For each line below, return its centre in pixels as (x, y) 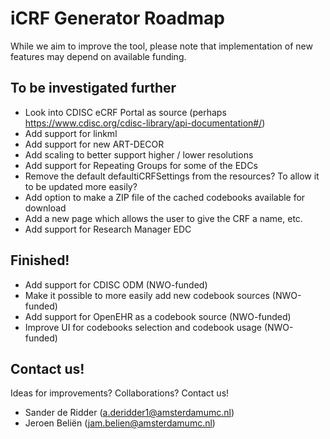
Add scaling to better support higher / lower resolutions (139, 154)
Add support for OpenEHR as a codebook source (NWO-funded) (158, 316)
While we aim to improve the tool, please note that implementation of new (161, 46)
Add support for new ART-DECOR (94, 144)
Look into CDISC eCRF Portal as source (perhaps (125, 112)
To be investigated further (93, 88)
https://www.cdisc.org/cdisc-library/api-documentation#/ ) (145, 123)
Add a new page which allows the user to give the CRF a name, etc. (163, 218)
